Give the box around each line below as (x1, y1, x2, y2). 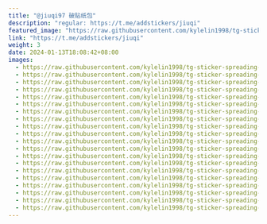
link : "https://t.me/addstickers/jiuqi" (8, 33, 145, 42)
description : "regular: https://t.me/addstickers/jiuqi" (8, 19, 201, 27)
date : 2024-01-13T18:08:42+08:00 (8, 48, 119, 56)
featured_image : (8, 26, 62, 34)
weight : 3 (8, 41, 41, 49)
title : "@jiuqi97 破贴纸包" (8, 11, 97, 20)
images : (8, 56, 34, 64)
